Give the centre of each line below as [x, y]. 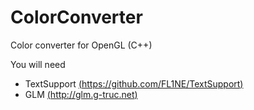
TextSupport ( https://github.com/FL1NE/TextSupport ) [134, 83]
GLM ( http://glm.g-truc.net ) [81, 94]
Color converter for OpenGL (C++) [81, 45]
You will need [38, 64]
